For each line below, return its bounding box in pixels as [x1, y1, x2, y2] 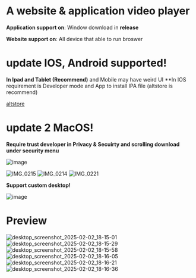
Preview [6, 214, 48, 227]
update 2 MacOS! [6, 121, 94, 135]
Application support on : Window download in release [6, 24, 139, 31]
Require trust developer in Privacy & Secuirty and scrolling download [6, 140, 180, 148]
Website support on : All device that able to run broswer [6, 35, 143, 42]
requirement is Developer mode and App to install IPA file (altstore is [6, 82, 173, 89]
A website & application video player [6, 4, 190, 18]
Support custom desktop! [6, 182, 71, 189]
